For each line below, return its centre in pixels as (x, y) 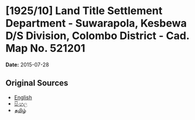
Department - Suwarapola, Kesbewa (96, 23)
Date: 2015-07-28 (27, 64)
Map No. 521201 (45, 49)
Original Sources (37, 83)
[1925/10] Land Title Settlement (84, 11)
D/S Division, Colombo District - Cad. (97, 36)
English (23, 97)
